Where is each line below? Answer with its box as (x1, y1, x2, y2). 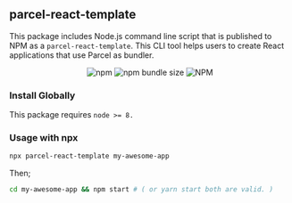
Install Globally (9, 89, 76, 101)
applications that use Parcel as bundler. (9, 49, 154, 61)
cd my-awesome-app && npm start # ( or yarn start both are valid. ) (9, 185, 274, 194)
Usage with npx (9, 132, 79, 144)
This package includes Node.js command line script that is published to (9, 30, 272, 41)
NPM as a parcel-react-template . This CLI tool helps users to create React (9, 40, 285, 51)
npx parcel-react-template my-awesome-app (9, 151, 170, 161)
